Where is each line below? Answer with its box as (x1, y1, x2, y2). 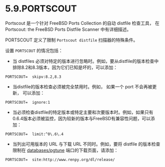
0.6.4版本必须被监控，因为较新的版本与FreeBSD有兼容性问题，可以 (12, 115, 151, 121)
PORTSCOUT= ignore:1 (5, 100, 50, 105)
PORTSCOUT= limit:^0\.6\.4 (5, 132, 64, 137)
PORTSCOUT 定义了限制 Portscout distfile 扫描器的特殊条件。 (5, 37, 138, 43)
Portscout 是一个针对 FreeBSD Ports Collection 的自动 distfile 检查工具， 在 (5, 20, 160, 26)
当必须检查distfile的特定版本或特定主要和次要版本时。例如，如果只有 (12, 109, 153, 115)
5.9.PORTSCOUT (5, 3, 77, 14)
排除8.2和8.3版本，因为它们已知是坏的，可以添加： (12, 64, 118, 70)
